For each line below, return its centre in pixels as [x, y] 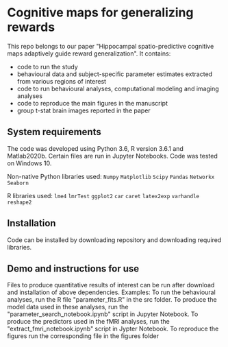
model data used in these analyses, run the [68, 307]
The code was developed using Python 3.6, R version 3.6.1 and [95, 148]
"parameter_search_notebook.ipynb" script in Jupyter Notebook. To [103, 314]
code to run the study [48, 67]
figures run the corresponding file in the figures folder [83, 336]
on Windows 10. [29, 163]
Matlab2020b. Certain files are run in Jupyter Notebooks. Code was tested [112, 156]
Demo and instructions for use [73, 268]
